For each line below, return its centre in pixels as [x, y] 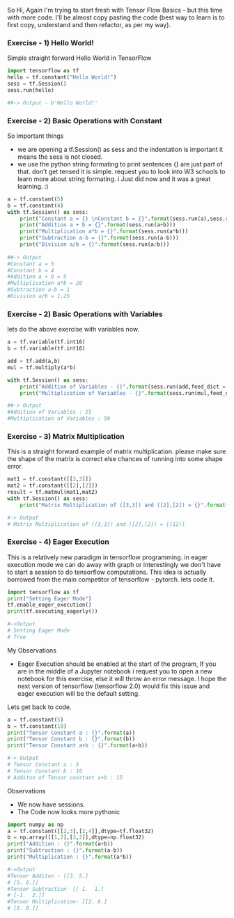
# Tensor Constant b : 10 [45, 771]
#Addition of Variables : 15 [49, 412]
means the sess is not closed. [60, 157]
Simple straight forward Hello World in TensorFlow [79, 58]
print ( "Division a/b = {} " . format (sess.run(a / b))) [95, 244]
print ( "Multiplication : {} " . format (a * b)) [70, 857]
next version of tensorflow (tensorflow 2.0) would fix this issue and [114, 686]
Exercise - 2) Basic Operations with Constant [85, 120]
